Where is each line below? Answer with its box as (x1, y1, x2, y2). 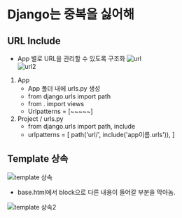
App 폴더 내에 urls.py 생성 (27, 84, 101, 92)
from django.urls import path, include (27, 122, 136, 130)
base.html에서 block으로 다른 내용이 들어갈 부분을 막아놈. (17, 188, 176, 196)
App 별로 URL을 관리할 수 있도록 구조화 (17, 54, 126, 63)
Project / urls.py (17, 115, 64, 123)
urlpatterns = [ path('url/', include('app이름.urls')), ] (27, 131, 175, 139)
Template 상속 (7, 153, 69, 165)
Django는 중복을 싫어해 (7, 6, 134, 23)
